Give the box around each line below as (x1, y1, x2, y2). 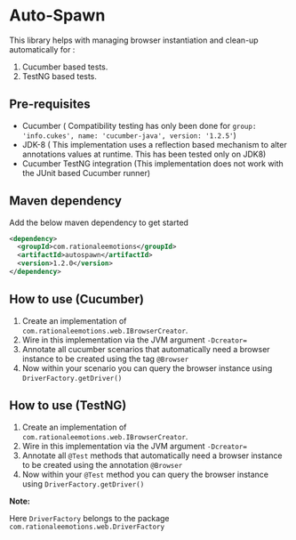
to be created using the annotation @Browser (21, 459, 183, 470)
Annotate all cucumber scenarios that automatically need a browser (21, 343, 270, 354)
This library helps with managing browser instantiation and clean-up (9, 35, 260, 45)
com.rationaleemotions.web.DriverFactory (9, 522, 165, 531)
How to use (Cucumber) (9, 292, 145, 307)
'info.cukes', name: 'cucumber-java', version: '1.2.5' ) (21, 130, 237, 141)
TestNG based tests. (21, 70, 98, 81)
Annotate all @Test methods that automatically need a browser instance (21, 450, 283, 461)
